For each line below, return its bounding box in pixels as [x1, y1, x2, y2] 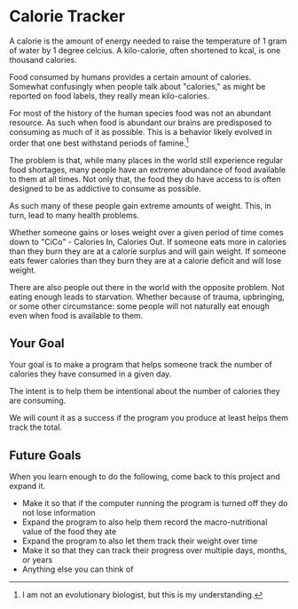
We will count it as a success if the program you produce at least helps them [9, 413, 289, 423]
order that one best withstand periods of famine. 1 [9, 136, 189, 148]
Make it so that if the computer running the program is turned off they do [21, 498, 288, 509]
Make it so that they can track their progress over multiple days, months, [21, 545, 287, 556]
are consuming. [9, 395, 67, 406]
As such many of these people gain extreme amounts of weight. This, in [9, 200, 272, 210]
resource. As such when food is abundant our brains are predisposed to [9, 117, 272, 128]
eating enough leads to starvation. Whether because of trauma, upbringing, [9, 291, 286, 302]
